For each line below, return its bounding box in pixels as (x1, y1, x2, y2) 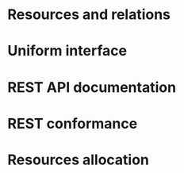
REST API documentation (7, 78, 176, 96)
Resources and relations (7, 6, 171, 24)
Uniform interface (7, 42, 128, 60)
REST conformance (7, 114, 138, 133)
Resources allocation (7, 151, 150, 168)
